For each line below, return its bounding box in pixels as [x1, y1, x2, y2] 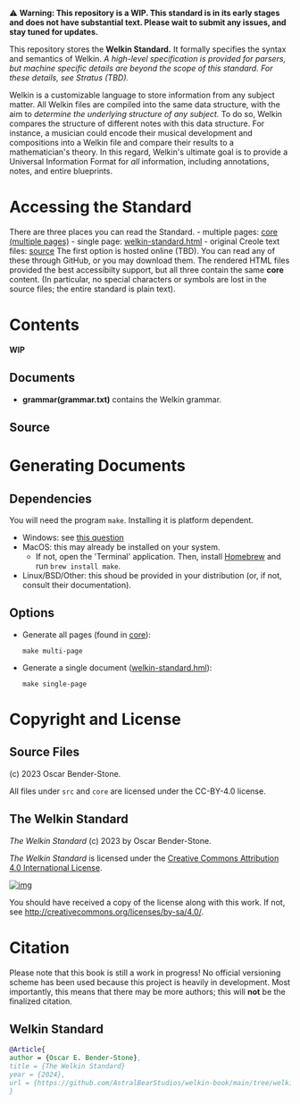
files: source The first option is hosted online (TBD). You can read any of [9, 245, 275, 256]
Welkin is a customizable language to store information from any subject [9, 89, 275, 100]
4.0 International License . [9, 862, 103, 872]
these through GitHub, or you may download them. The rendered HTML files [9, 255, 290, 265]
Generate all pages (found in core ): [21, 629, 152, 640]
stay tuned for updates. [9, 27, 98, 37]
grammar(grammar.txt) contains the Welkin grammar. [21, 393, 221, 405]
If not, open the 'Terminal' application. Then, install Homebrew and [35, 552, 281, 562]
